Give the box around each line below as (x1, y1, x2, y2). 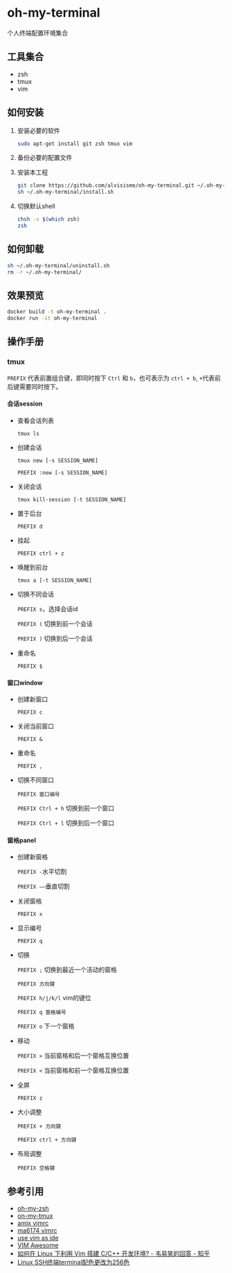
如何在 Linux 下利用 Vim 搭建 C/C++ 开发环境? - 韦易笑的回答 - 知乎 (17, 1249, 211, 1258)
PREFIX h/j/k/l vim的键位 (17, 994, 91, 1002)
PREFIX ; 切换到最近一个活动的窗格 (17, 965, 118, 974)
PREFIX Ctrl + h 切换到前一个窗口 (17, 804, 115, 813)
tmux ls (17, 430, 39, 437)
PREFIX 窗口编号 (17, 791, 60, 798)
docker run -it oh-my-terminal (7, 315, 98, 322)
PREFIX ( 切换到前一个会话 (17, 619, 93, 628)
